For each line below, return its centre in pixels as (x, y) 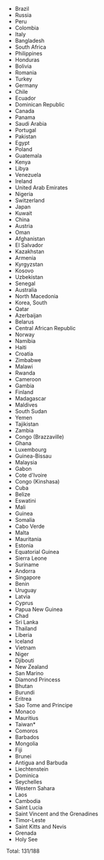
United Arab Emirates (41, 188)
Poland (24, 149)
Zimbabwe (28, 360)
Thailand (26, 628)
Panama (25, 117)
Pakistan (26, 137)
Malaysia (26, 462)
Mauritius (27, 718)
